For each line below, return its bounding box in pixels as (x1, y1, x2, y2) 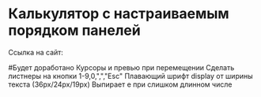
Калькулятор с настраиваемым (8, 5, 229, 23)
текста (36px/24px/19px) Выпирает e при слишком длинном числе (8, 80, 233, 89)
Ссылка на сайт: (8, 47, 63, 57)
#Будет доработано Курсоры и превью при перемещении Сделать (8, 62, 235, 72)
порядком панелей (8, 21, 141, 39)
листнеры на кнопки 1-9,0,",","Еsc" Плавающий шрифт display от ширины (8, 71, 253, 80)
